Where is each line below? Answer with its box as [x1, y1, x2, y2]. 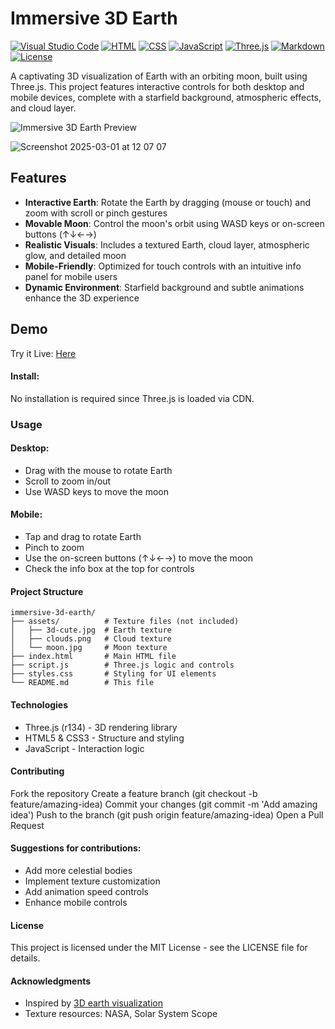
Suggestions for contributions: [10, 842, 142, 854]
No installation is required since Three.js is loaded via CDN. [10, 392, 255, 404]
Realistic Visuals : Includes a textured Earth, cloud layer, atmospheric [24, 238, 310, 251]
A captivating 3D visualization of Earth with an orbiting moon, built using [10, 70, 308, 82]
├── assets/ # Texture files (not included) [10, 617, 240, 627]
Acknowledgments [10, 975, 92, 987]
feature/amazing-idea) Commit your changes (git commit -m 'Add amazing [10, 798, 318, 810]
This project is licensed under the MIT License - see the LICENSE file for [10, 942, 308, 954]
